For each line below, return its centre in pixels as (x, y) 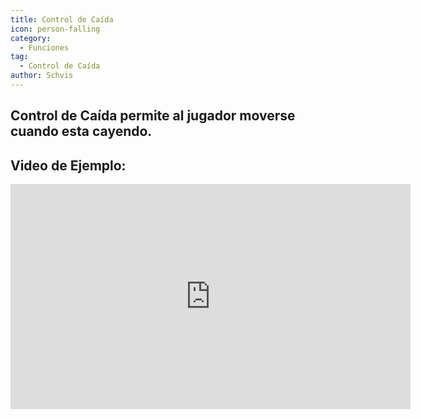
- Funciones (44, 47)
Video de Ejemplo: (68, 165)
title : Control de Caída (62, 19)
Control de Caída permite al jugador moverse (153, 116)
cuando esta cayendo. (81, 131)
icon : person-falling (55, 29)
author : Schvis (42, 76)
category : (31, 38)
